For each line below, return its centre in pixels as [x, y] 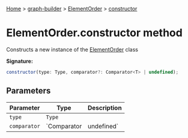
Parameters [29, 91]
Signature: [20, 61]
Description [105, 107]
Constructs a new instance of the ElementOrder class [72, 49]
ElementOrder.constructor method [95, 33]
